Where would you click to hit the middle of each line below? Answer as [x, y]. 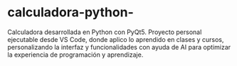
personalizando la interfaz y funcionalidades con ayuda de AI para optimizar [119, 47]
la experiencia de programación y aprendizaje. [75, 55]
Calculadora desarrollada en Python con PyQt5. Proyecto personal [105, 32]
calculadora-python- [70, 12]
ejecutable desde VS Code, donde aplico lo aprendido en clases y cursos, [116, 39]
